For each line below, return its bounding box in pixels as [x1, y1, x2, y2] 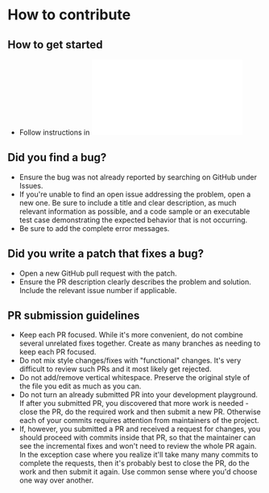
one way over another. [19, 475, 94, 485]
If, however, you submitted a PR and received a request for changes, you [19, 425, 261, 434]
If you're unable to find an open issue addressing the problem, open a [19, 189, 251, 199]
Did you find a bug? [7, 151, 107, 164]
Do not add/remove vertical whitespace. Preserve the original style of [19, 373, 250, 383]
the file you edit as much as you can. [19, 381, 142, 391]
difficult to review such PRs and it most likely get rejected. [19, 364, 212, 374]
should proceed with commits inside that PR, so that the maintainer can [19, 433, 256, 442]
